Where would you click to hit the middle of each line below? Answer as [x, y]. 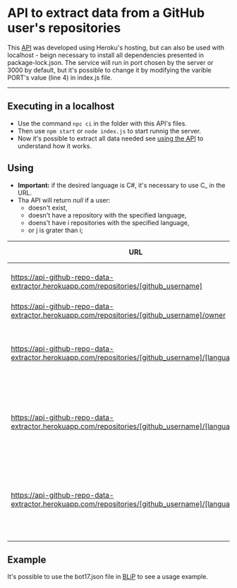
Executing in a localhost [61, 106]
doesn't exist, [48, 208]
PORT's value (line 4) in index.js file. [60, 77]
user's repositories [64, 28]
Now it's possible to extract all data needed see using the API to [110, 138]
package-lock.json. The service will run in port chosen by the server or [110, 62]
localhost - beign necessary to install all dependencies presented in [106, 55]
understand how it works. [54, 145]
